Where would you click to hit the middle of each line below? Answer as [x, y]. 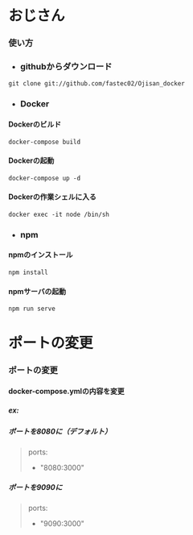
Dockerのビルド [35, 124]
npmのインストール [41, 255]
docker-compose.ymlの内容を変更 [66, 391]
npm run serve [32, 309]
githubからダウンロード [66, 67]
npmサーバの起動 [37, 291]
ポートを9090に [35, 487]
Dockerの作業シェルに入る [52, 197]
